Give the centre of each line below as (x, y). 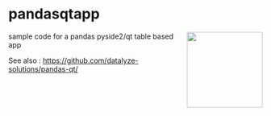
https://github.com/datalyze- (91, 60)
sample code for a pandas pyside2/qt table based (91, 36)
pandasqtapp (54, 14)
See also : (25, 60)
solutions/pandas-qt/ (43, 68)
